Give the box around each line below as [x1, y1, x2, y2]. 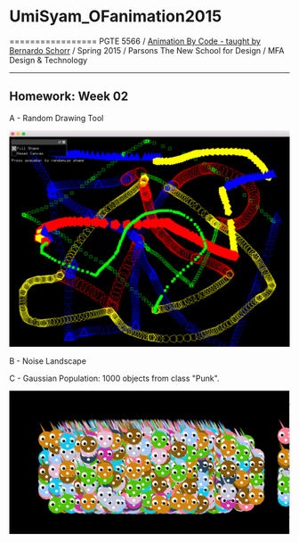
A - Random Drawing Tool [9, 112, 104, 123]
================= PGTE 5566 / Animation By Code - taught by [9, 36, 261, 46]
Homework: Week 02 [9, 89, 129, 104]
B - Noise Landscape [9, 356, 87, 366]
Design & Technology [9, 54, 88, 65]
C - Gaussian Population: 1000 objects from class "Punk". [9, 373, 220, 384]
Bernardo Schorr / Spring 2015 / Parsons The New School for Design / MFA [9, 45, 285, 55]
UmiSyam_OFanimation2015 [9, 6, 222, 27]
